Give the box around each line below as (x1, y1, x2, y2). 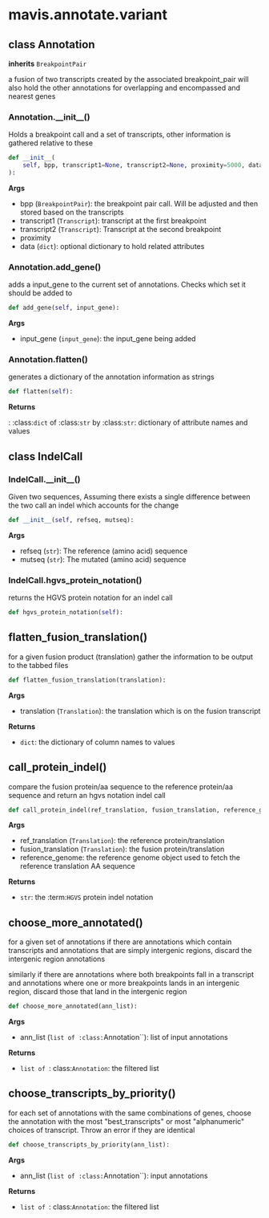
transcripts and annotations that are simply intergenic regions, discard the (8, 946, 252, 955)
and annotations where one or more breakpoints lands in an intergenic (8, 978, 240, 988)
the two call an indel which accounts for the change (8, 500, 179, 510)
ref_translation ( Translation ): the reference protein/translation (19, 836, 225, 845)
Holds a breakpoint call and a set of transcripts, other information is (8, 130, 231, 140)
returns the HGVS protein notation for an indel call (8, 593, 174, 603)
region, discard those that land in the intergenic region (8, 987, 187, 996)
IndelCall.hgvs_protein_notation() (8, 574, 143, 585)
